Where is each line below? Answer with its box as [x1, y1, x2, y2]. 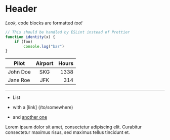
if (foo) [14, 39, 33, 44]
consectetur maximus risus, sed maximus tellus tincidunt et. [5, 129, 130, 135]
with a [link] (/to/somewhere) [12, 104, 73, 111]
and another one [12, 114, 48, 120]
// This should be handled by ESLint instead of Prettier [5, 29, 130, 34]
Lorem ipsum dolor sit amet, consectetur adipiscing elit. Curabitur [5, 124, 142, 130]
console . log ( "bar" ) [23, 44, 65, 49]
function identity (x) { [5, 34, 56, 40]
